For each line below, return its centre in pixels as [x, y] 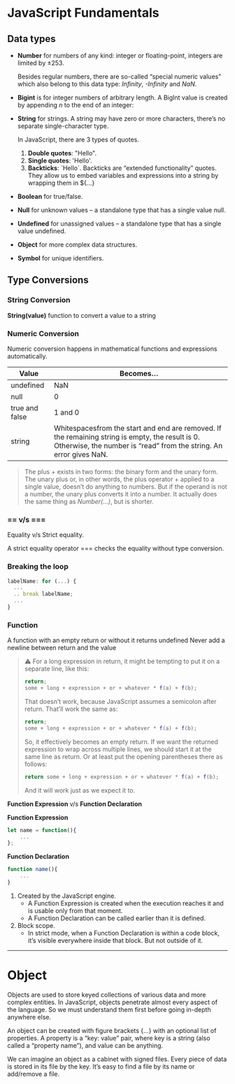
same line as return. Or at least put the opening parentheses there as [123, 756]
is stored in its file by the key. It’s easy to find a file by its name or [101, 1066]
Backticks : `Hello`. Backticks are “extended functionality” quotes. [122, 168]
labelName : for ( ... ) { [42, 581]
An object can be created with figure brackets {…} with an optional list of [112, 1030]
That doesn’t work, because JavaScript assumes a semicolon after [120, 701]
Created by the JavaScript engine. [67, 896]
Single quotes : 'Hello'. [60, 160]
